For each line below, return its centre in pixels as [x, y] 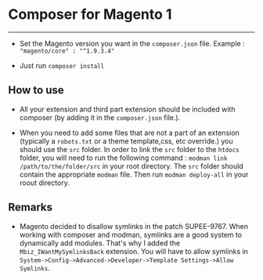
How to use [36, 91]
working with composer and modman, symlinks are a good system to [131, 235]
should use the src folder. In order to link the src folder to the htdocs [130, 149]
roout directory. [45, 183]
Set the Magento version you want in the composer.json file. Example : [132, 43]
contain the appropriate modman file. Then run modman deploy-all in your [134, 174]
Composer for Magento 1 [90, 15]
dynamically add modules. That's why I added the [100, 243]
